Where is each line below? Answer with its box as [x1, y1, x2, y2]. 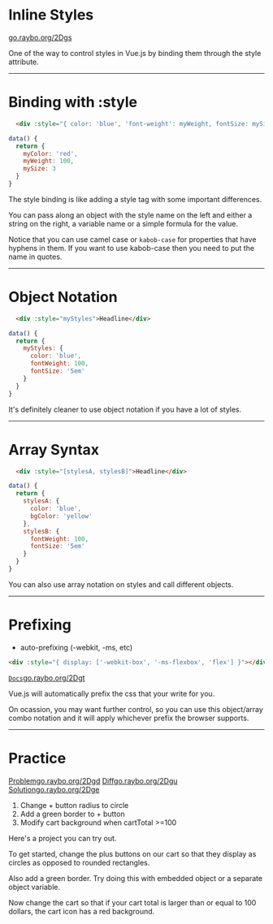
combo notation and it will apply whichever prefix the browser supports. [8, 713, 249, 723]
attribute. [8, 57, 39, 67]
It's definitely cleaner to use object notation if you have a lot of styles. [8, 404, 242, 414]
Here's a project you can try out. [8, 833, 117, 843]
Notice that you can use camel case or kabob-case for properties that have [8, 234, 257, 244]
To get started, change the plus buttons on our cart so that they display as [8, 848, 257, 858]
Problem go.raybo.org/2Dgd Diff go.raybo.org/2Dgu [8, 775, 178, 785]
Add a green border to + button [19, 809, 125, 818]
